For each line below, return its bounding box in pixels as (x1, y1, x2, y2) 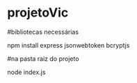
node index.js (7, 68, 46, 76)
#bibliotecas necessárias (7, 28, 79, 36)
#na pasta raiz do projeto (7, 54, 79, 63)
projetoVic (7, 5, 69, 21)
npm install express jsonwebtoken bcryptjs (7, 41, 130, 49)
